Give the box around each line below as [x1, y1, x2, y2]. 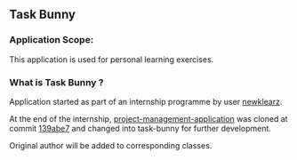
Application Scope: [9, 34, 94, 46]
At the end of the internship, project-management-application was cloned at [9, 113, 288, 124]
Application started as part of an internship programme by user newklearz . [9, 96, 283, 107]
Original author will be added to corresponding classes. [9, 140, 213, 150]
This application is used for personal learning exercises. [9, 53, 214, 65]
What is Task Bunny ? [9, 76, 104, 88]
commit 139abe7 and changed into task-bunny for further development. [9, 123, 271, 133]
